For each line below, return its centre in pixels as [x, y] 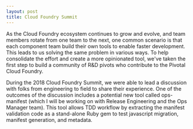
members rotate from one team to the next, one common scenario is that [94, 40]
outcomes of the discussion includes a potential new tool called [83, 95]
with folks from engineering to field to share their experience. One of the [94, 89]
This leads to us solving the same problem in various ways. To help [87, 52]
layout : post [22, 11]
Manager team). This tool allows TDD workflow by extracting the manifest [95, 107]
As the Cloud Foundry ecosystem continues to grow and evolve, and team [96, 33]
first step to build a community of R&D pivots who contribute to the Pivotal [96, 64]
